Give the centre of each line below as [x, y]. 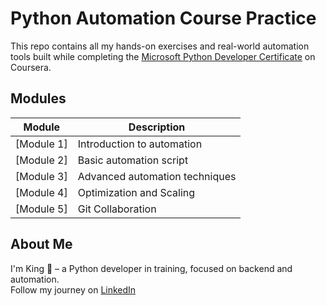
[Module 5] [41, 209]
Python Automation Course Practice [163, 18]
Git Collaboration [117, 209]
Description [157, 127]
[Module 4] [41, 192]
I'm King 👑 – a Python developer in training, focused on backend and [151, 268]
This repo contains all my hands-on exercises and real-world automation [160, 46]
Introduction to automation [140, 144]
